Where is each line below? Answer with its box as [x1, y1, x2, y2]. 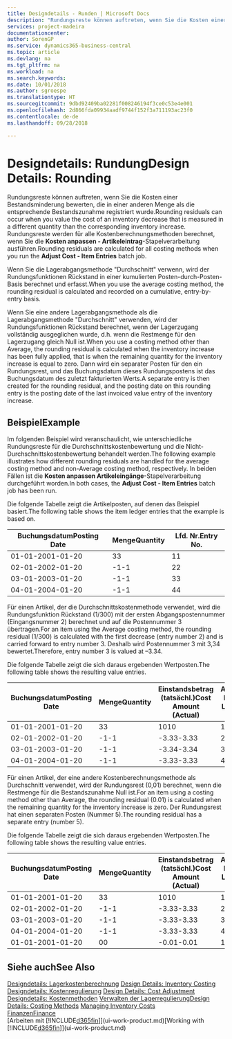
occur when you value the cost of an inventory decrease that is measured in [7, 215, 224, 224]
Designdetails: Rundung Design [7, 155, 190, 171]
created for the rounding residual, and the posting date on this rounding [7, 382, 211, 390]
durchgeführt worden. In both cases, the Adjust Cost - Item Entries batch [7, 479, 215, 488]
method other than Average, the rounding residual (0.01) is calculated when [7, 796, 222, 804]
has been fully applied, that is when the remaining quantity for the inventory [7, 353, 222, 361]
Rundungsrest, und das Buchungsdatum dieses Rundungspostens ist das [7, 367, 215, 375]
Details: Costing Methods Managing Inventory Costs [7, 1002, 155, 1010]
